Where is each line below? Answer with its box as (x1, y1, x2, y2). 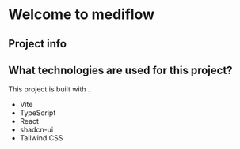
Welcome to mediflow (8, 6, 155, 24)
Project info (8, 37, 67, 50)
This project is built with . (8, 84, 90, 94)
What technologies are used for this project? (8, 63, 233, 76)
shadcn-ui (19, 125, 54, 135)
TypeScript (19, 108, 56, 117)
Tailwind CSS (19, 133, 63, 143)
